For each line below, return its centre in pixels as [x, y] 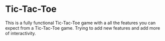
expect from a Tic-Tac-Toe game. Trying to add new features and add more [83, 28]
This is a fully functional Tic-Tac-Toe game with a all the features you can [81, 23]
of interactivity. [21, 33]
